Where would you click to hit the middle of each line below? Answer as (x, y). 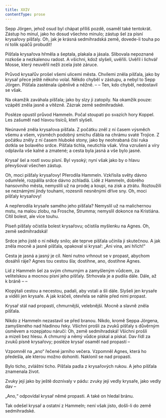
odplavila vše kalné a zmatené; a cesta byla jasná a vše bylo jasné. (73, 150)
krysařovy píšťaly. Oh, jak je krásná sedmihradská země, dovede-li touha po (83, 39)
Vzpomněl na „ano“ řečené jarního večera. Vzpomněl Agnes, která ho (76, 351)
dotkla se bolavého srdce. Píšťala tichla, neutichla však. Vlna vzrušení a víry (82, 145)
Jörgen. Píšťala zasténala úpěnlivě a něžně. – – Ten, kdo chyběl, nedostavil (81, 84)
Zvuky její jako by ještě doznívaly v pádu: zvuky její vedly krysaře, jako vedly (83, 381)
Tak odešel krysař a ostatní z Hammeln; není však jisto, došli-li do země (78, 406)
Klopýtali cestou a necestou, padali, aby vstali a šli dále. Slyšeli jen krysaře (81, 290)
